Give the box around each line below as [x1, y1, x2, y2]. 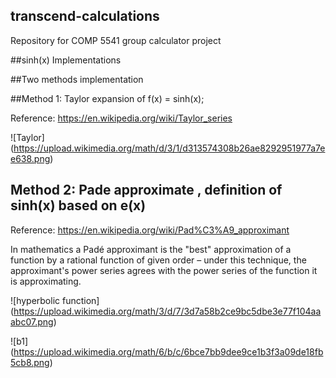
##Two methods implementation [10, 73, 144, 85]
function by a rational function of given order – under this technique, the [10, 254, 307, 266]
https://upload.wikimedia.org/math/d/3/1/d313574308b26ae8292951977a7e [13, 142, 326, 154]
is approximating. [10, 275, 82, 287]
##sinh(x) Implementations [10, 54, 122, 66]
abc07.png [10, 315, 54, 328]
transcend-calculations [10, 8, 160, 25]
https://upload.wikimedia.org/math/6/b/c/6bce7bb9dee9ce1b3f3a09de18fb [13, 345, 324, 358]
